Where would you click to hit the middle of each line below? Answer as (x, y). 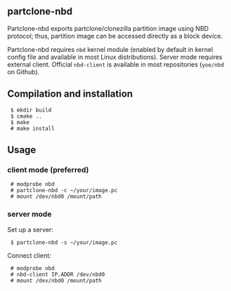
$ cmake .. (26, 116)
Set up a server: (31, 229)
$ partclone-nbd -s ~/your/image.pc (64, 242)
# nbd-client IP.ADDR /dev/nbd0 (58, 274)
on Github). (24, 72)
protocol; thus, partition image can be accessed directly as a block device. (115, 36)
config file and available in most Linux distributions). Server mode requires (115, 57)
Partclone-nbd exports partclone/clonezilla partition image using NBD (108, 28)
